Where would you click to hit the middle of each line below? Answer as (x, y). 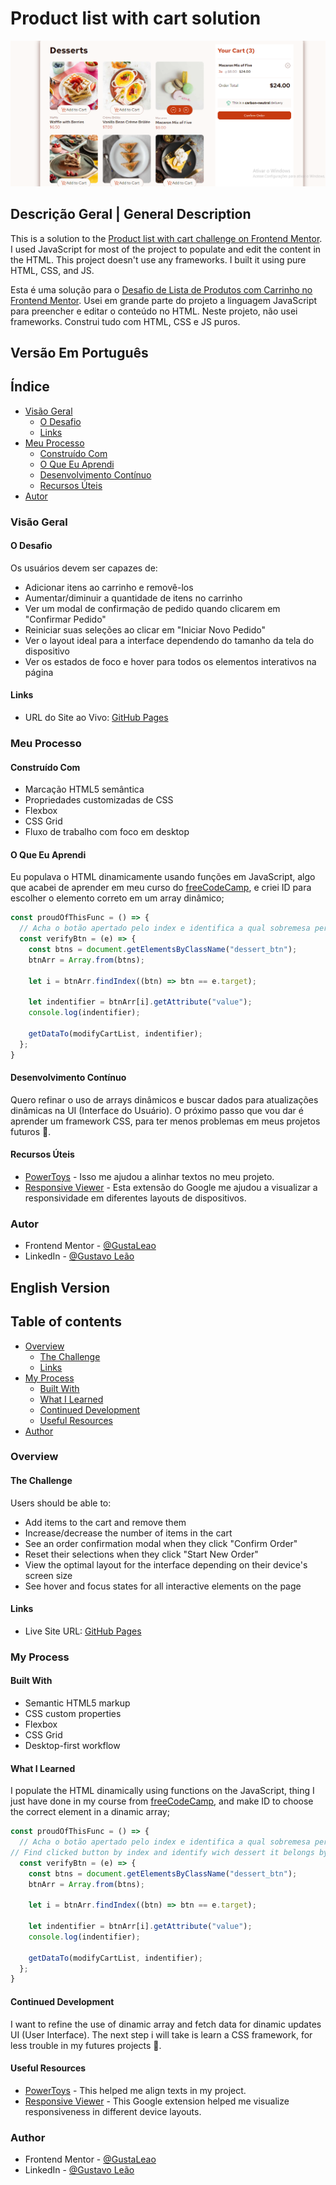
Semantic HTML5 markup (77, 1703)
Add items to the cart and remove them (105, 1522)
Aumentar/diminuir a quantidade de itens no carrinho (133, 598)
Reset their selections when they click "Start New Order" (141, 1554)
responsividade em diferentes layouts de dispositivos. (135, 1198)
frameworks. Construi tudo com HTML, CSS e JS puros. (125, 321)
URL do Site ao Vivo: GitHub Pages (96, 718)
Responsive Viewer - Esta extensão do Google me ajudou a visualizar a (171, 1188)
